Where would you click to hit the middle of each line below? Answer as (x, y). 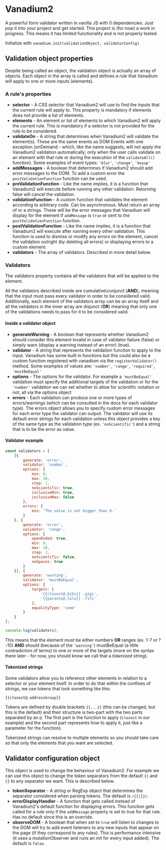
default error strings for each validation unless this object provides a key (86, 419)
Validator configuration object (53, 759)
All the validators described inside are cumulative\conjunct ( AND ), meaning (82, 291)
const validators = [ (28, 451)
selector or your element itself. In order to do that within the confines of (78, 683)
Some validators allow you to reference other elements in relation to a (76, 678)
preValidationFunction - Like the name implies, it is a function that (80, 184)
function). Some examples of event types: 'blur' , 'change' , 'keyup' (82, 163)
